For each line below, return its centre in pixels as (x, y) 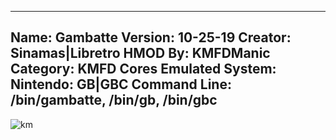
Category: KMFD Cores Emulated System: (143, 69)
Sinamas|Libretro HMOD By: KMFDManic (140, 53)
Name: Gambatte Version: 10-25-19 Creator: (151, 37)
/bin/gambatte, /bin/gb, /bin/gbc (114, 100)
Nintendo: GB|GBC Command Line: (121, 84)
